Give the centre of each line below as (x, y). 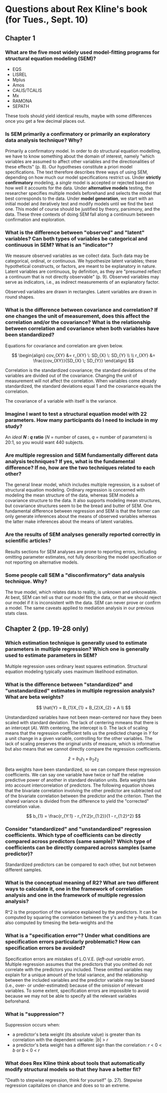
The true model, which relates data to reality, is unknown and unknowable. (81, 592)
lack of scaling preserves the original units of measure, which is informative (83, 744)
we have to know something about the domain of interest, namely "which (80, 156)
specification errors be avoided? (45, 948)
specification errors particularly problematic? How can (73, 942)
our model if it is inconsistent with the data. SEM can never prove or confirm (83, 602)
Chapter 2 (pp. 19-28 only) (47, 629)
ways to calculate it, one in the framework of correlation (74, 889)
